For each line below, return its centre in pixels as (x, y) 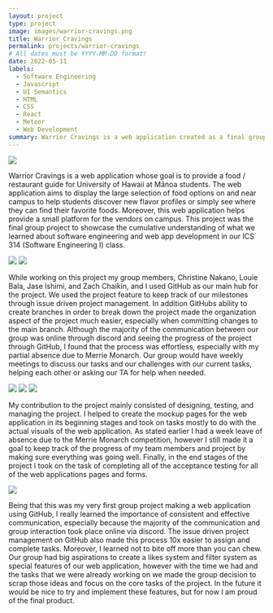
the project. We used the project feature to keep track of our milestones (128, 295)
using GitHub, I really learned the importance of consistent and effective (129, 514)
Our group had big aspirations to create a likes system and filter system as (133, 557)
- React (29, 115)
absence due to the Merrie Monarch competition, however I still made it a (131, 440)
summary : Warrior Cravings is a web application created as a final (127, 137)
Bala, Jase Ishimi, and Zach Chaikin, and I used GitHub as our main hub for (133, 286)
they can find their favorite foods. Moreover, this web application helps (127, 210)
